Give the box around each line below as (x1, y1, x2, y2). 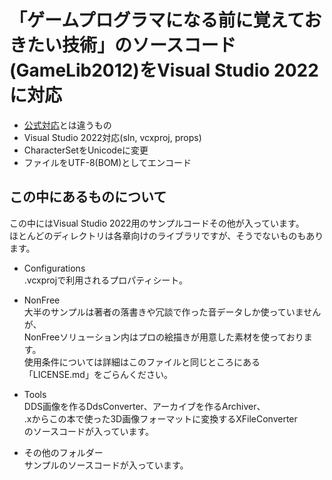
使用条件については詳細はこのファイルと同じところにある (23, 356, 261, 368)
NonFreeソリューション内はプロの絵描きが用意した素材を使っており (23, 331, 304, 343)
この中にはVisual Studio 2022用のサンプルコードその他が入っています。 (9, 217, 305, 229)
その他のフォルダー (23, 446, 104, 458)
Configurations (23, 262, 86, 274)
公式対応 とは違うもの (23, 119, 112, 131)
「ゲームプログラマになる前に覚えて (9, 9, 305, 32)
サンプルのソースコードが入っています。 (23, 459, 189, 471)
